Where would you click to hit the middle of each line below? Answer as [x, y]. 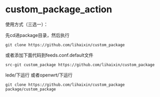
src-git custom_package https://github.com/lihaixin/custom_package [80, 65]
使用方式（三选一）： [27, 24]
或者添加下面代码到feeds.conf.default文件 [49, 55]
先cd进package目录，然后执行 [37, 35]
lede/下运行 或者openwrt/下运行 [39, 75]
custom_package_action [59, 9]
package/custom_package [31, 89]
